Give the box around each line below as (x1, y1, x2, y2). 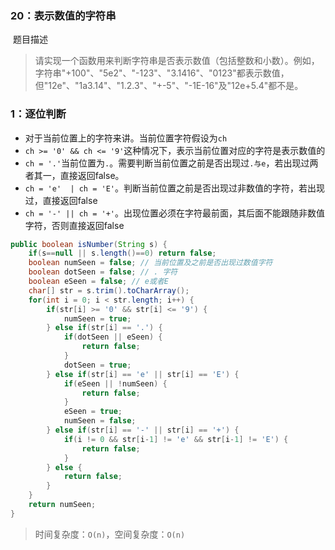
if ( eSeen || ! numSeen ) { (63, 378, 168, 389)
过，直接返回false (24, 194, 98, 206)
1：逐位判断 (10, 107, 67, 121)
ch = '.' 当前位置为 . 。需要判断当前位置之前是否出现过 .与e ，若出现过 (24, 157, 310, 169)
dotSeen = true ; (63, 360, 132, 370)
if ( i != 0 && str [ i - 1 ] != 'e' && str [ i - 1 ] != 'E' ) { (63, 434, 289, 444)
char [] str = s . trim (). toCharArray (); (28, 285, 190, 296)
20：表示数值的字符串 (10, 8, 117, 22)
